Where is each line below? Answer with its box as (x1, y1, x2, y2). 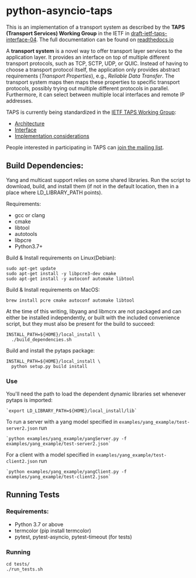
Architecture (14, 120, 45, 127)
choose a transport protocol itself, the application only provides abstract (6, 66, 180, 73)
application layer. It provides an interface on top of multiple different (6, 53, 170, 60)
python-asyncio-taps (6, 4, 113, 18)
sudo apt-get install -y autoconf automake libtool (6, 276, 135, 282)
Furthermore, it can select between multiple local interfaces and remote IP (6, 91, 185, 98)
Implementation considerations (14, 132, 90, 139)
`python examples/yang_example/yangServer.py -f (6, 436, 127, 442)
